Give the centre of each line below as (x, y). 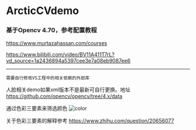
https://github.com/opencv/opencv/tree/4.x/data (64, 96)
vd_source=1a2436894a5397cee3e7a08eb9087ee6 (69, 61)
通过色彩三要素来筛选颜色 (37, 108)
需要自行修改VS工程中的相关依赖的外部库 (48, 78)
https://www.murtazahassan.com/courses (57, 43)
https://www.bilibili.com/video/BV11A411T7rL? (60, 54)
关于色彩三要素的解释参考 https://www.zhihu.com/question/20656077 (90, 121)
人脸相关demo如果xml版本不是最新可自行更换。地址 (68, 90)
